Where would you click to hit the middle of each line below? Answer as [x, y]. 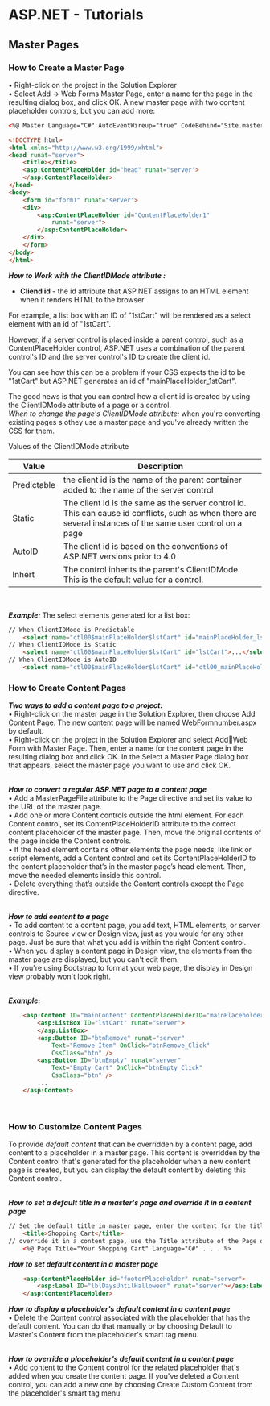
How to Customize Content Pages [75, 1126]
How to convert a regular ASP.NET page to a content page [108, 790]
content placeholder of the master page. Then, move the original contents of [135, 833]
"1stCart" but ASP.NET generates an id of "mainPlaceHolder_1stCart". [123, 381]
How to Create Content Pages [67, 688]
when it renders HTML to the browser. [83, 299]
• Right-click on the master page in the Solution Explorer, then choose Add [132, 714]
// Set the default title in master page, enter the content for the [127, 1226]
